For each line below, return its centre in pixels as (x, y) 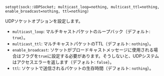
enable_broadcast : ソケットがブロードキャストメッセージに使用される (83, 50)
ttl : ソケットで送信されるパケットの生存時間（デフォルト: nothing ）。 (83, 68)
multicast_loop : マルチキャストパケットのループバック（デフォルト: (81, 31)
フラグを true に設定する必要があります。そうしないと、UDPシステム (90, 56)
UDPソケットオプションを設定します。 (44, 21)
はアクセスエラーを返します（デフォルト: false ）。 (63, 62)
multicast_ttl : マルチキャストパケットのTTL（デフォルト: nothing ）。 (83, 44)
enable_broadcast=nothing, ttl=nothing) (47, 11)
